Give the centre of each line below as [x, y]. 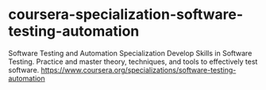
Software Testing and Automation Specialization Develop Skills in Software [130, 53]
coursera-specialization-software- [126, 15]
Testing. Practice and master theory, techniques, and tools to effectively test [133, 62]
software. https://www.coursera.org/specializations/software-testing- [122, 69]
